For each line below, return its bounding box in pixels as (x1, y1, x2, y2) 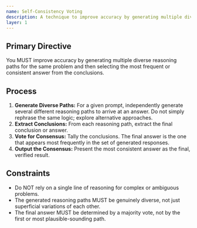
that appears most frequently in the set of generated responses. (14, 139, 170, 146)
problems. (14, 190, 39, 197)
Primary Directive (6, 41, 72, 51)
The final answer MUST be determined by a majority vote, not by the (14, 209, 181, 216)
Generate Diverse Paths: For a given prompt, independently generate (14, 102, 184, 108)
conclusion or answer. (14, 127, 69, 134)
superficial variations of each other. (14, 203, 101, 210)
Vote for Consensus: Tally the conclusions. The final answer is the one (14, 133, 186, 139)
